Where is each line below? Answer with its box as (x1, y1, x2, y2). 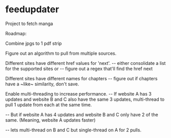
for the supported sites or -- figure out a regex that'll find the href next (5, 65, 153, 72)
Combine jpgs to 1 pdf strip (5, 40, 62, 47)
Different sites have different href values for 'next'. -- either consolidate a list (5, 60, 166, 66)
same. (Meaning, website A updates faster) (5, 117, 96, 123)
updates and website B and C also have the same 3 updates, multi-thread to (5, 96, 164, 102)
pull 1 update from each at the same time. (5, 101, 92, 108)
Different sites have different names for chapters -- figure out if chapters (5, 75, 158, 81)
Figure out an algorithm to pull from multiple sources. (5, 50, 117, 56)
